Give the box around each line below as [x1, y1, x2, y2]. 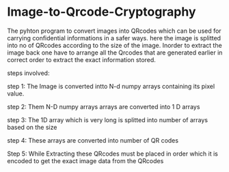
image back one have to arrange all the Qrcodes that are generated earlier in [7, 48, 223, 57]
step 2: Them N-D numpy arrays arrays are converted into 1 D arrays [7, 102, 200, 111]
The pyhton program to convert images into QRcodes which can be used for [7, 27, 221, 35]
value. [7, 89, 25, 98]
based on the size [7, 123, 57, 131]
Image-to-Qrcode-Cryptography [7, 4, 196, 20]
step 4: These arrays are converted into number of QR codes [7, 136, 179, 144]
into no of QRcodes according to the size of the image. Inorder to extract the [7, 41, 222, 49]
